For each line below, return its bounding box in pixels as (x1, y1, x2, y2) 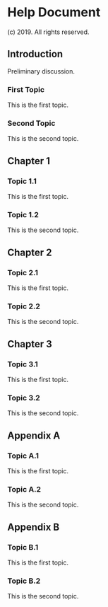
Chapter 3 (7, 337, 53, 350)
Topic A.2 (7, 484, 41, 494)
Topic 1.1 (7, 176, 37, 186)
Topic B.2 (7, 576, 41, 586)
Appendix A (7, 429, 61, 441)
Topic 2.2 (7, 301, 40, 311)
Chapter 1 (7, 155, 51, 167)
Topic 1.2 (7, 209, 39, 219)
